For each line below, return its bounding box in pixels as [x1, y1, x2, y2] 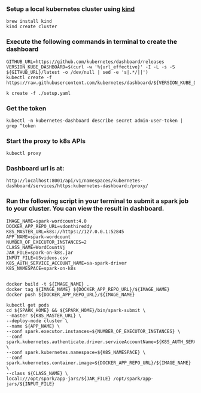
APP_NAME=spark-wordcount [6, 233, 71, 240]
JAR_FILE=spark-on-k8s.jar [6, 250, 74, 256]
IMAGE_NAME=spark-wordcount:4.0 [6, 218, 87, 224]
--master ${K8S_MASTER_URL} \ [6, 313, 82, 319]
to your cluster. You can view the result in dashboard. [6, 205, 165, 213]
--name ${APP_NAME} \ [6, 323, 60, 329]
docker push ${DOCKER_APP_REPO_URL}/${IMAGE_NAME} [6, 292, 135, 298]
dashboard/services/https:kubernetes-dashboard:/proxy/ [6, 183, 148, 189]
